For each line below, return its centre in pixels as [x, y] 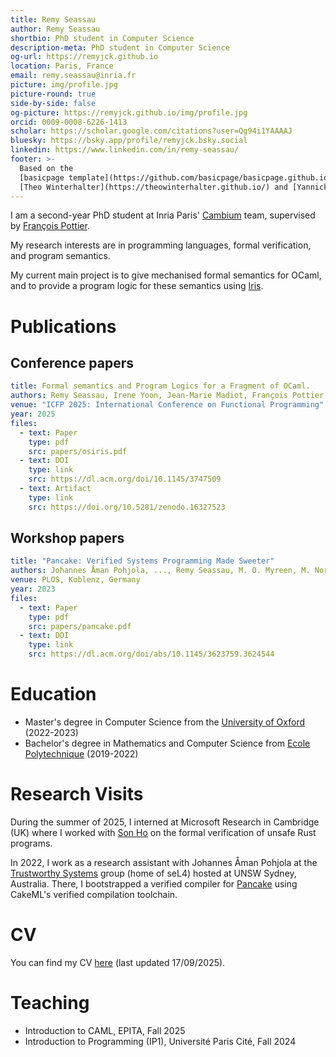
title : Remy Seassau [53, 19]
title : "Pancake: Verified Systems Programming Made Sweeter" [142, 561]
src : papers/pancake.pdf [80, 626]
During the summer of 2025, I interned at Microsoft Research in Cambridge [165, 822]
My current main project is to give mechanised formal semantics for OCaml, [166, 275]
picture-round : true [53, 94]
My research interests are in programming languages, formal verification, [161, 245]
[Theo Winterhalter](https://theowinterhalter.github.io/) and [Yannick [174, 187]
